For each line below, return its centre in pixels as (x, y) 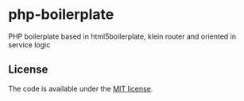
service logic (29, 44)
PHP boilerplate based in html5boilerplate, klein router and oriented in (122, 36)
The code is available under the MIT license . (81, 88)
